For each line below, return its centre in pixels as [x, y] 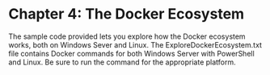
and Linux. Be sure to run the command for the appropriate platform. [122, 62]
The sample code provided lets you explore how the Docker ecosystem [127, 36]
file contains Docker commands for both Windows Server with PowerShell [131, 53]
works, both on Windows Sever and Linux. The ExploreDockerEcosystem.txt [135, 44]
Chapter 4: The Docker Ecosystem [127, 14]
